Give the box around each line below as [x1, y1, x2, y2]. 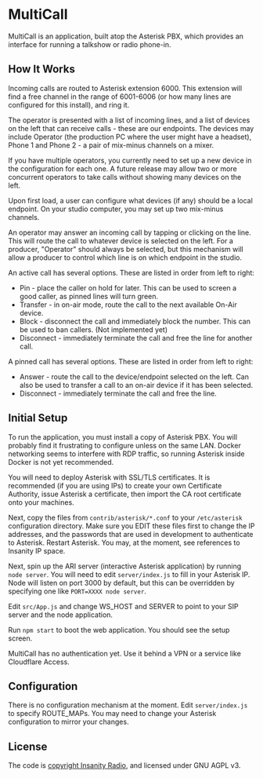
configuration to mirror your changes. [8, 717, 129, 727]
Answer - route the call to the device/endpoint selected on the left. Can [19, 371, 249, 382]
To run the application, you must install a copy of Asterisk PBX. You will [8, 432, 237, 441]
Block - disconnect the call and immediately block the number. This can [19, 316, 250, 326]
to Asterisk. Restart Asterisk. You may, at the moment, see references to [8, 538, 240, 547]
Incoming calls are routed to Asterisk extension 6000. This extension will [8, 83, 243, 93]
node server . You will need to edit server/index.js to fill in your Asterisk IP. [8, 569, 250, 579]
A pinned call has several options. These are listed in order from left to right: [8, 356, 254, 366]
